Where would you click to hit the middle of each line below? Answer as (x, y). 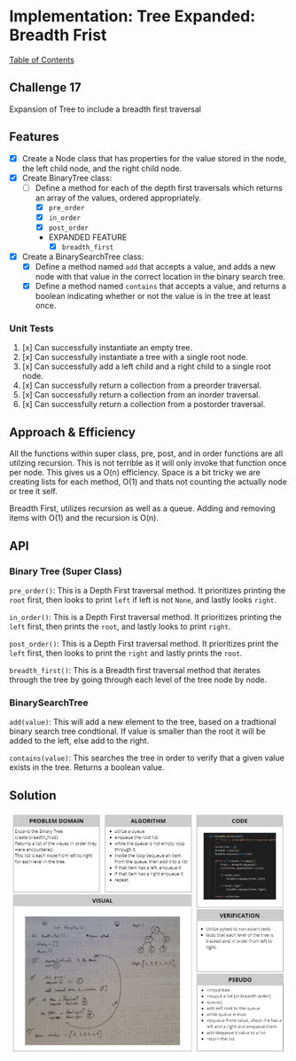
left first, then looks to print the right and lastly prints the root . (126, 653)
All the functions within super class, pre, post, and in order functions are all (146, 453)
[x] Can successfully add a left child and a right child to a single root (146, 366)
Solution (33, 795)
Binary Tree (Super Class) (66, 571)
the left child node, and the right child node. (102, 168)
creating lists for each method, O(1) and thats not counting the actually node (148, 482)
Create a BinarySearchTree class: (83, 256)
